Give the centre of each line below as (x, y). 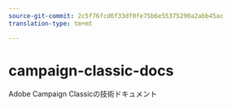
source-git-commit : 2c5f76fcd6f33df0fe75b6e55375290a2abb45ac (116, 16)
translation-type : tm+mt (50, 24)
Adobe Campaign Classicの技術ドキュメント (83, 94)
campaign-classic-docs (91, 71)
